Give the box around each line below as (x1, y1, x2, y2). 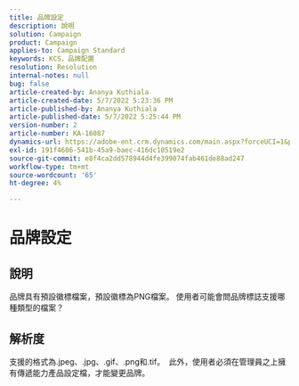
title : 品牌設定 (9, 12, 64, 22)
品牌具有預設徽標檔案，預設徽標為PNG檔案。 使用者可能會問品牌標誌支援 (9, 292, 278, 302)
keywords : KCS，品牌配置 (9, 54, 95, 63)
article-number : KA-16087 (9, 129, 105, 138)
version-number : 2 (9, 121, 77, 130)
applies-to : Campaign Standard (9, 46, 125, 55)
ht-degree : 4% (9, 179, 62, 188)
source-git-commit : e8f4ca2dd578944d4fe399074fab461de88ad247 (9, 153, 245, 163)
